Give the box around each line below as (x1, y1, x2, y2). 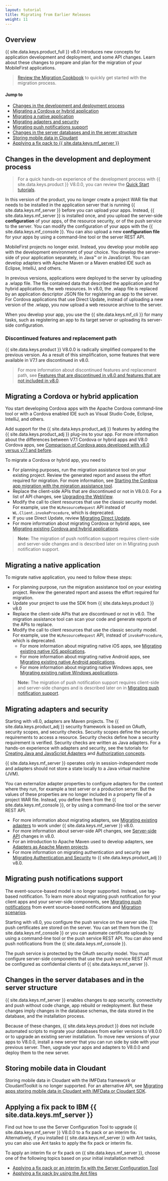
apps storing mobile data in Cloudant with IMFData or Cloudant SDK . (5, 1088, 147, 1094)
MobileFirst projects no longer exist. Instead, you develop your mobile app (5, 244, 159, 250)
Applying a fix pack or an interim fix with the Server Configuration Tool (12, 1165, 158, 1171)
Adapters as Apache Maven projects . (12, 844, 89, 850)
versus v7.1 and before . (5, 447, 53, 454)
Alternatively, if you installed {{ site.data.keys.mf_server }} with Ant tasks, (5, 1135, 157, 1141)
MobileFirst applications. (5, 65, 56, 71)
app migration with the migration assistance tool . (12, 483, 114, 489)
